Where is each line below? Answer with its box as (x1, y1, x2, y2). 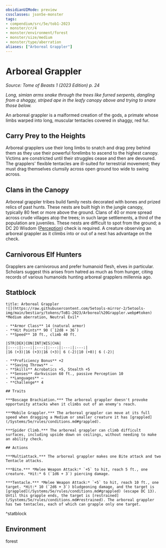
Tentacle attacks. (5, 458, 44, 463)
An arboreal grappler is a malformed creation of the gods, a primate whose (5, 112, 159, 118)
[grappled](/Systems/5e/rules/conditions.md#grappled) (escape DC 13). (5, 488, 157, 494)
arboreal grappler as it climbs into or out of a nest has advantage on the (5, 231, 153, 237)
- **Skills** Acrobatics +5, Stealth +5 (5, 366, 91, 372)
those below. (5, 102, 32, 108)
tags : (5, 16, 17, 21)
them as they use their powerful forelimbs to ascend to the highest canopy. (5, 150, 159, 156)
